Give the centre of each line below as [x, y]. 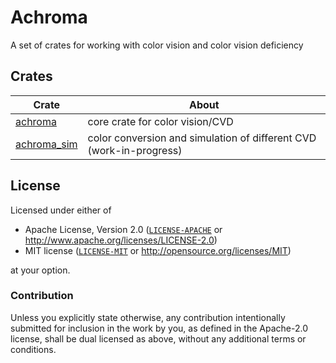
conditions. [33, 349]
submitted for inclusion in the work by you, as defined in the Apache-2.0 [159, 328]
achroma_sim [46, 144]
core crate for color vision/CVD [160, 121]
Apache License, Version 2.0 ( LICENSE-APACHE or [123, 229]
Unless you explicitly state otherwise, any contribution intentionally [148, 317]
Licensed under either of [61, 210]
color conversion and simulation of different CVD [202, 138]
